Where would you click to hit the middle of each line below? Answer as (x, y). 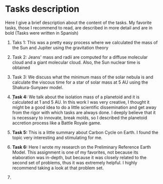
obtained (21, 68)
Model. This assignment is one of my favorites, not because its (75, 152)
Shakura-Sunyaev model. (38, 87)
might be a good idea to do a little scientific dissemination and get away (84, 107)
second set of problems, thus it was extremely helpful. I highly (75, 162)
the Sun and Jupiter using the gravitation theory (60, 47)
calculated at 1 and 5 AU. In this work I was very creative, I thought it (81, 102)
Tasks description (42, 9)
